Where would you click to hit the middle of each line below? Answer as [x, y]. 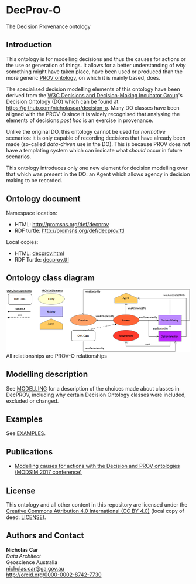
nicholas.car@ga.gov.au [35, 568]
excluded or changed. [32, 401]
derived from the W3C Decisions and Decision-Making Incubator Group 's [94, 95]
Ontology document [43, 199]
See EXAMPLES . [26, 433]
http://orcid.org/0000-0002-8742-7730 [54, 575]
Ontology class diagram [50, 278]
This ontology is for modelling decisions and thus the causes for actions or [96, 59]
